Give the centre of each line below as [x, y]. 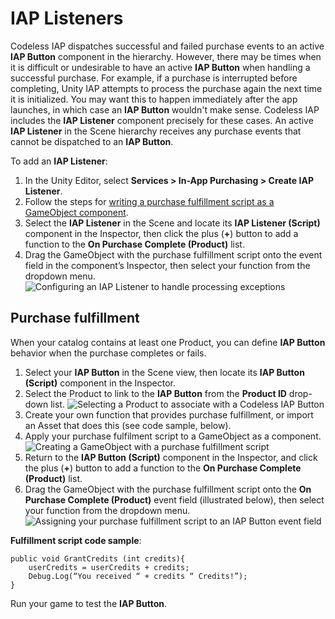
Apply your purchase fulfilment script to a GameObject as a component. [173, 436]
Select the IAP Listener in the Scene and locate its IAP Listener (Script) [172, 223]
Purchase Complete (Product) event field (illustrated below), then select [174, 499]
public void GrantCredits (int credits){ [98, 558]
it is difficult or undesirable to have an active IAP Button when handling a [160, 67]
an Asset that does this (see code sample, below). [128, 425]
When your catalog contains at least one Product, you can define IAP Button [168, 342]
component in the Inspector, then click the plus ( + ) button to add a [161, 233]
